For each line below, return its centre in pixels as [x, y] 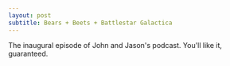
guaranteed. [28, 53]
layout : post [30, 15]
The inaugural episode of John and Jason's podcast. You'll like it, [115, 45]
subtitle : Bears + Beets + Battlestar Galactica [90, 23]
